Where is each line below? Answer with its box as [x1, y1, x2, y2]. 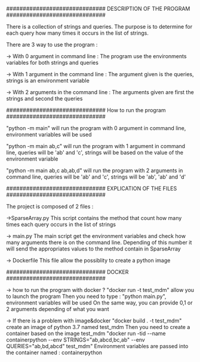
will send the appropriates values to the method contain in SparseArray [6, 245, 181, 252]
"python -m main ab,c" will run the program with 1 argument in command [6, 143, 186, 149]
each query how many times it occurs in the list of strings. [6, 29, 149, 37]
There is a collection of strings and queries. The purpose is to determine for [6, 23, 193, 30]
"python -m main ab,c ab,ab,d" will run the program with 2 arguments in [6, 167, 183, 174]
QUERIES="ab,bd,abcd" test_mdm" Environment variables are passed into [6, 343, 189, 349]
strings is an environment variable [6, 77, 90, 84]
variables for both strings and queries [6, 59, 99, 66]
